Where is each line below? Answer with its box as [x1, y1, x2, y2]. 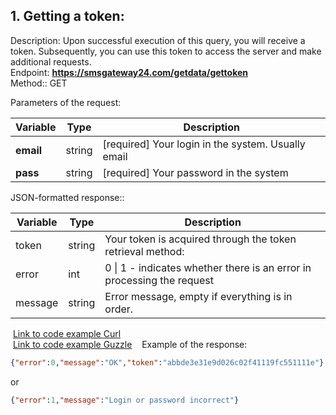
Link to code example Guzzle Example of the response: [12, 338, 248, 350]
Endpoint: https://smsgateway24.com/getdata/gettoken [10, 66, 249, 78]
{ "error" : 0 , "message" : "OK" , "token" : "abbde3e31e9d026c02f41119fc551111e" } [10, 357, 325, 368]
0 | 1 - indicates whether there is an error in [104, 260, 312, 274]
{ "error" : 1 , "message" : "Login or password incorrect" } [10, 395, 240, 405]
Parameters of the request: [10, 96, 122, 108]
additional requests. [10, 55, 92, 68]
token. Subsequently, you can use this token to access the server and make [10, 45, 322, 57]
